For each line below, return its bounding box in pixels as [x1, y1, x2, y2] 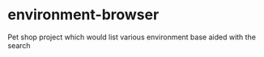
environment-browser [7, 6, 160, 24]
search [7, 40, 31, 50]
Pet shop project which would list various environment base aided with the [7, 32, 257, 42]
